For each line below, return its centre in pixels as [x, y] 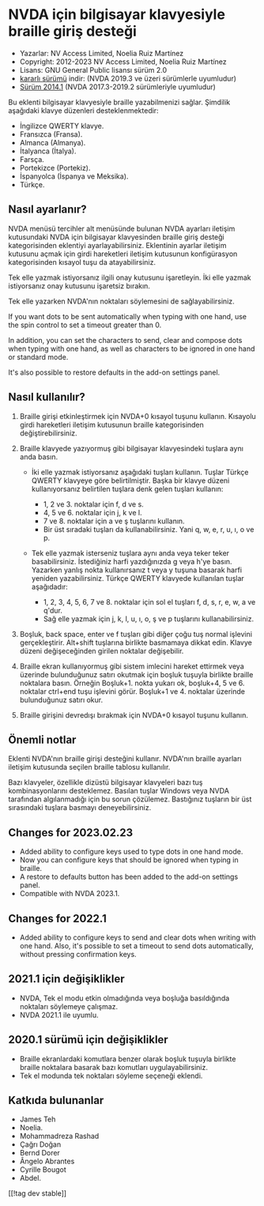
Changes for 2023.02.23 [71, 833]
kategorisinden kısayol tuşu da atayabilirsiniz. [82, 262]
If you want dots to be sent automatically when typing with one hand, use [128, 316]
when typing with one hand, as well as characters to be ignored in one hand [132, 349]
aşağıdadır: [50, 586]
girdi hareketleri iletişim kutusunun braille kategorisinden [111, 424]
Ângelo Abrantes [47, 1161]
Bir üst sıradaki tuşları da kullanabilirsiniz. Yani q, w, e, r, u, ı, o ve [149, 529]
